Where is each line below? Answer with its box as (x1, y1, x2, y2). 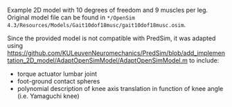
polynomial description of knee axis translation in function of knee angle (17, 85, 224, 92)
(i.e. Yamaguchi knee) (17, 92, 80, 100)
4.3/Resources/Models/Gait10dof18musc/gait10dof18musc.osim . (7, 21, 186, 28)
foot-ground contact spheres (17, 77, 100, 85)
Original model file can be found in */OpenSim (7, 13, 135, 22)
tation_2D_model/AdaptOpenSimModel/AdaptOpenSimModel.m (7, 56, 188, 65)
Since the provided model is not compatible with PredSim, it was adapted (7, 34, 216, 42)
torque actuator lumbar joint (17, 69, 97, 78)
